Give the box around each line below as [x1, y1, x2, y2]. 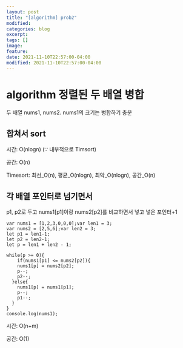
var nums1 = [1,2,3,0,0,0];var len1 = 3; [6, 220, 113, 227]
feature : [6, 49, 28, 55]
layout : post [6, 9, 39, 15]
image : [6, 43, 23, 49]
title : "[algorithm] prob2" [6, 15, 78, 21]
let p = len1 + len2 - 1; [6, 242, 72, 248]
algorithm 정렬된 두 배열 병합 [6, 87, 144, 101]
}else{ [12, 279, 28, 285]
